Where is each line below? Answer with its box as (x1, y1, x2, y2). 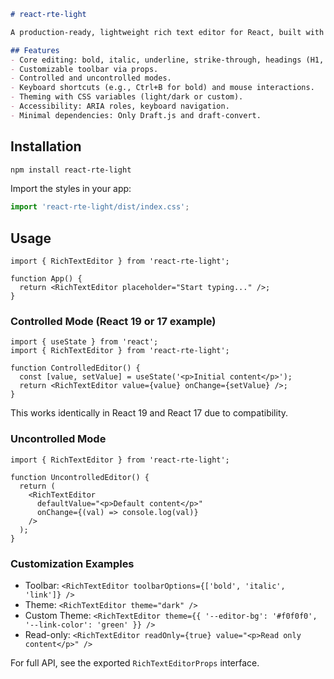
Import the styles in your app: (10, 183, 132, 195)
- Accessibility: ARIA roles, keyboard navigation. (10, 101, 230, 111)
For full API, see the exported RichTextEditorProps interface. (10, 657, 260, 669)
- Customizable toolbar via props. (10, 64, 159, 74)
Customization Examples (10, 556, 135, 570)
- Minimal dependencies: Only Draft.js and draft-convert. (10, 110, 262, 120)
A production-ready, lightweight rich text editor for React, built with (10, 27, 325, 37)
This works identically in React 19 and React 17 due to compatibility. (10, 407, 289, 419)
